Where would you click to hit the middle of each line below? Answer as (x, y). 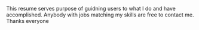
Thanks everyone (28, 21)
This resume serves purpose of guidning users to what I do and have (91, 9)
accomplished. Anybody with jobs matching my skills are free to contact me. (100, 15)
